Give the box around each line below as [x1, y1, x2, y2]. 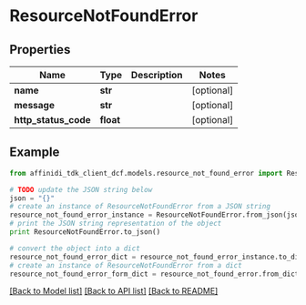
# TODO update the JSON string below [9, 185, 153, 194]
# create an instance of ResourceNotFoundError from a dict [9, 260, 243, 269]
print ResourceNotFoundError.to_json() [9, 228, 161, 237]
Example [9, 145, 60, 160]
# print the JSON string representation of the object [9, 219, 222, 229]
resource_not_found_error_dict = [9, 252, 137, 261]
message [14, 99, 55, 111]
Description [130, 69, 184, 81]
